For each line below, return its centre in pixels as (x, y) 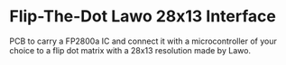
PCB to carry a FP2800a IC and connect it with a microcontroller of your (143, 41)
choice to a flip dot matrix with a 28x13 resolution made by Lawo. (130, 50)
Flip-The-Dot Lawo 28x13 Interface (143, 16)
